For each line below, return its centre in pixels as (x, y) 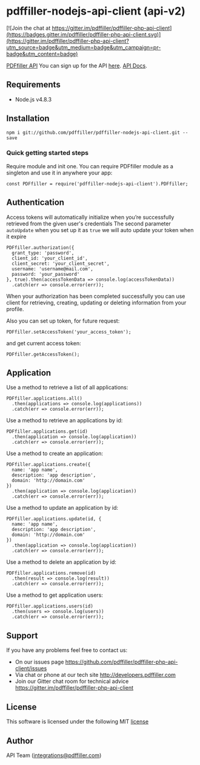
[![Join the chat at (28, 28)
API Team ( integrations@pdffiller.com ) (54, 755)
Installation (28, 119)
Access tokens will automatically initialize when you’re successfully (90, 217)
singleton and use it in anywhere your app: (59, 173)
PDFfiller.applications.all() (45, 399)
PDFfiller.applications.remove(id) (51, 573)
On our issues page (39, 662)
